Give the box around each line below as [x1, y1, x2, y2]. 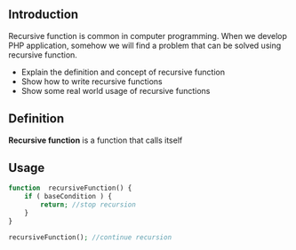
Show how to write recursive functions [20, 75, 163, 87]
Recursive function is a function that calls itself [8, 135, 183, 145]
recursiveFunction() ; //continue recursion [8, 232, 172, 242]
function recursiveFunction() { [8, 184, 132, 193]
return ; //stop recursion [40, 200, 137, 209]
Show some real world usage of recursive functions [20, 85, 211, 96]
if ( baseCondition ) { [24, 192, 113, 201]
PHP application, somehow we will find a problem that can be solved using [8, 40, 282, 51]
